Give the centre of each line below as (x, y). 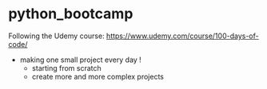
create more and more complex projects (98, 76)
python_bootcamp (71, 14)
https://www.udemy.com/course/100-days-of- (183, 36)
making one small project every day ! (80, 60)
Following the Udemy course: (57, 36)
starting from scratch (66, 68)
